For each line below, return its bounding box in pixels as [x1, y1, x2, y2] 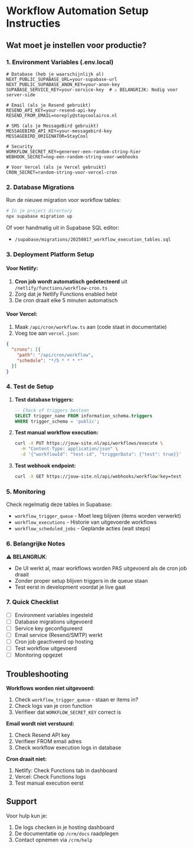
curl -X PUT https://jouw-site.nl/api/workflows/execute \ [14, 440, 163, 446]
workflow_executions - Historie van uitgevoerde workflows [14, 518, 157, 526]
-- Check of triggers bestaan [14, 407, 90, 413]
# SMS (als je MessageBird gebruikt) [6, 123, 99, 129]
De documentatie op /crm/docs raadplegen [14, 830, 119, 837]
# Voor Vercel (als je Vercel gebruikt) [6, 164, 107, 170]
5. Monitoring [6, 487, 46, 495]
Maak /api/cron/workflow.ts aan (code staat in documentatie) [14, 324, 167, 331]
